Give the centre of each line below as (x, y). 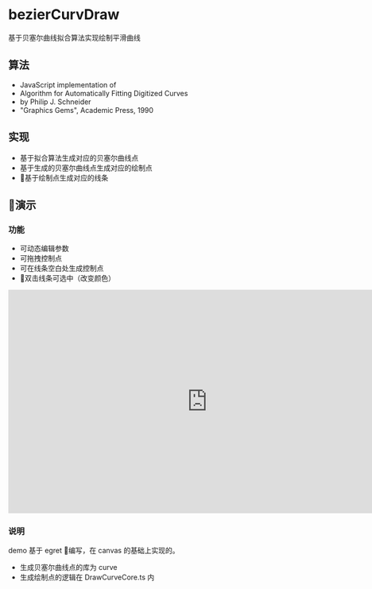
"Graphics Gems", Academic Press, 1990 (86, 110)
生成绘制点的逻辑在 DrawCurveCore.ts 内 (87, 577)
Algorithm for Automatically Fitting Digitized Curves (104, 93)
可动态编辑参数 (44, 249)
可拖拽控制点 (41, 258)
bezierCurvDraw (64, 15)
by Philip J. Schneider (55, 102)
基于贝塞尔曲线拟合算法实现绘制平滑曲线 (74, 37)
